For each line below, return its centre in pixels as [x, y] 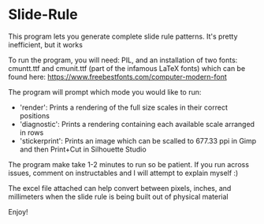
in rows [32, 133]
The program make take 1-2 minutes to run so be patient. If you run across [129, 164]
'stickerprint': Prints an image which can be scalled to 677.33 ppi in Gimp [138, 140]
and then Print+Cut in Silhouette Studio [83, 149]
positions [34, 115]
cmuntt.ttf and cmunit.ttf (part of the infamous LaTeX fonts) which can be [127, 68]
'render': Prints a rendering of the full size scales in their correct [124, 107]
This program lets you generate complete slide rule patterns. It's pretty [123, 36]
